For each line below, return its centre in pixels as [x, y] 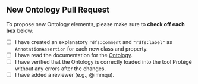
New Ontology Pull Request [58, 10]
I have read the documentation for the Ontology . [73, 55]
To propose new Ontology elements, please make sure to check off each [96, 24]
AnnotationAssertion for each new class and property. [81, 49]
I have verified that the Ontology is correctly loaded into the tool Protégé [103, 61]
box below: [20, 30]
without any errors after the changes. [60, 69]
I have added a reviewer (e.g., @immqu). [65, 75]
